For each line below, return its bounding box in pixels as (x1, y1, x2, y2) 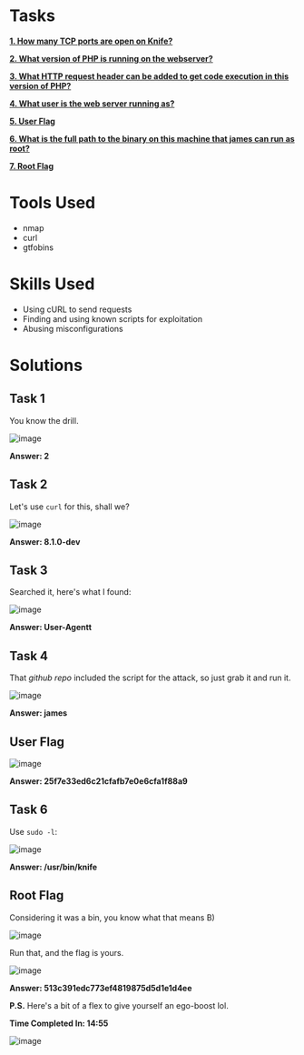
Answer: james (9, 708, 68, 718)
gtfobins (22, 242, 54, 253)
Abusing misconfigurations (22, 323, 124, 334)
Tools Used (9, 193, 96, 214)
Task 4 (9, 648, 48, 664)
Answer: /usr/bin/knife (9, 861, 98, 872)
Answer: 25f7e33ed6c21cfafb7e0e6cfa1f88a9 (9, 776, 188, 787)
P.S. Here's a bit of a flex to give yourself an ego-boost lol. (9, 1000, 229, 1010)
